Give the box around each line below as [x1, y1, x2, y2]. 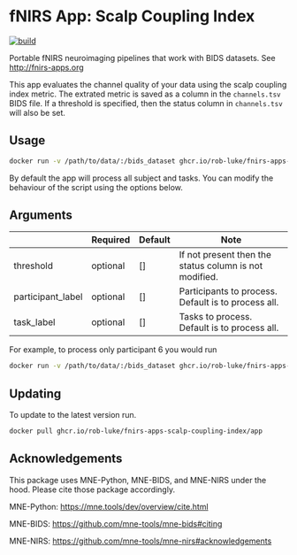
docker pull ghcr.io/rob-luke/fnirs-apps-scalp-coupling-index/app [9, 427, 263, 436]
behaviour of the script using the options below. [9, 181, 184, 192]
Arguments [9, 208, 73, 223]
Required [91, 234, 131, 246]
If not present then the [179, 249, 271, 261]
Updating [9, 386, 62, 401]
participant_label [13, 290, 83, 303]
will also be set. [9, 107, 66, 118]
